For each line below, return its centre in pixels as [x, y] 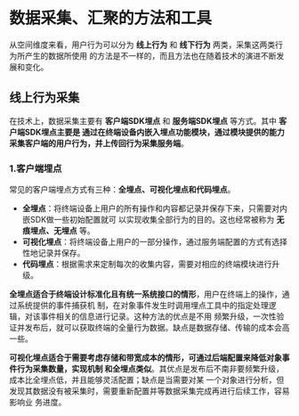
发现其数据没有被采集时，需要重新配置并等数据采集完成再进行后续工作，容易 [149, 391]
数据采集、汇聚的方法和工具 [111, 18]
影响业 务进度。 [38, 403]
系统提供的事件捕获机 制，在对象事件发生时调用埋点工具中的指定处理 [142, 306]
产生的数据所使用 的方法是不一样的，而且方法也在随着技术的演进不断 [150, 55]
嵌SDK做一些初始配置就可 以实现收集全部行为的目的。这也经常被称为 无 [153, 220]
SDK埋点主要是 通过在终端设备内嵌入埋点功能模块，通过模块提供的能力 [154, 132]
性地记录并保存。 [53, 253]
